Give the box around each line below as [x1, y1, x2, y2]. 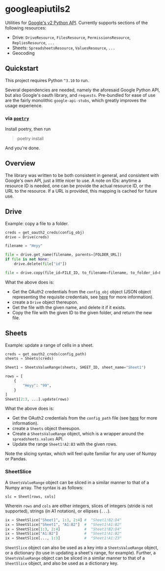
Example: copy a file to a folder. [5, 220, 69, 227]
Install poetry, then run [5, 126, 51, 132]
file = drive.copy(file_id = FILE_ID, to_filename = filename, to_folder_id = [5, 270, 160, 275]
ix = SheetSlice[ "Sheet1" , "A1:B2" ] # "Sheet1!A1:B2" [5, 522, 122, 527]
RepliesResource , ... [12, 39, 55, 45]
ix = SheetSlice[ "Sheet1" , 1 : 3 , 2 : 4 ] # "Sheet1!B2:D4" [5, 517, 122, 522]
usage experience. [5, 102, 43, 109]
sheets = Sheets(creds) [5, 356, 54, 361]
